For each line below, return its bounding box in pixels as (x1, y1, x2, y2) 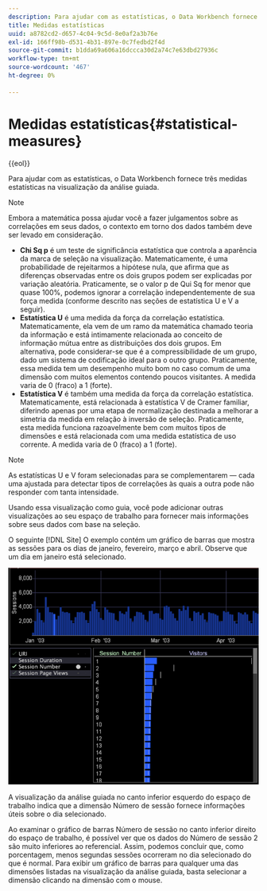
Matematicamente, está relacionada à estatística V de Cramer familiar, (19, 397, 250, 407)
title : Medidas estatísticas (8, 21, 105, 29)
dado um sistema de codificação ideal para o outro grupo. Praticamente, (19, 354, 257, 365)
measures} (8, 132, 83, 150)
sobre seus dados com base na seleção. (8, 519, 141, 529)
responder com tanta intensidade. (8, 487, 119, 497)
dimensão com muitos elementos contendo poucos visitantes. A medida (19, 372, 256, 382)
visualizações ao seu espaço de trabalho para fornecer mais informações (8, 511, 249, 521)
